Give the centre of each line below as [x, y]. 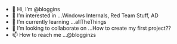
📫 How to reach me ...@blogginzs [54, 35]
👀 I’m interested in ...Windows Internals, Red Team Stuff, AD [85, 15]
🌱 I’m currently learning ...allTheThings [59, 22]
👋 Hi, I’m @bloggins [36, 9]
